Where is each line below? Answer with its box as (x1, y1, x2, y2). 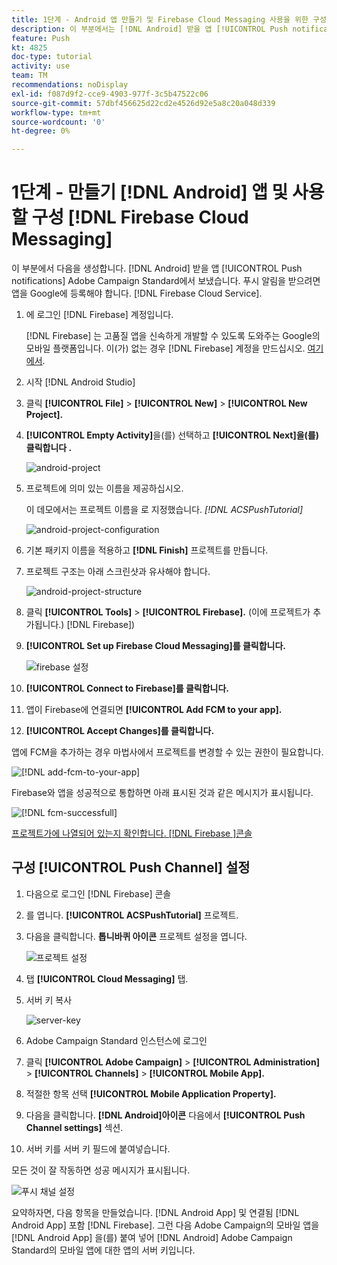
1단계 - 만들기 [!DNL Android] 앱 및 (11, 181, 289, 204)
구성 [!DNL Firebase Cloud (31, 206, 249, 229)
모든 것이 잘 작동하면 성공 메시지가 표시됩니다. (11, 1164, 191, 1176)
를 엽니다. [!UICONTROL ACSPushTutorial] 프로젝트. (25, 909, 239, 921)
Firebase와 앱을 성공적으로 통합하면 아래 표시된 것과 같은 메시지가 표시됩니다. (11, 787, 314, 799)
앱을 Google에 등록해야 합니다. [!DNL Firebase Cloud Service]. (11, 287, 263, 300)
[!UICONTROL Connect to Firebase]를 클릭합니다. (25, 682, 229, 695)
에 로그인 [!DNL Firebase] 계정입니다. (25, 309, 174, 321)
